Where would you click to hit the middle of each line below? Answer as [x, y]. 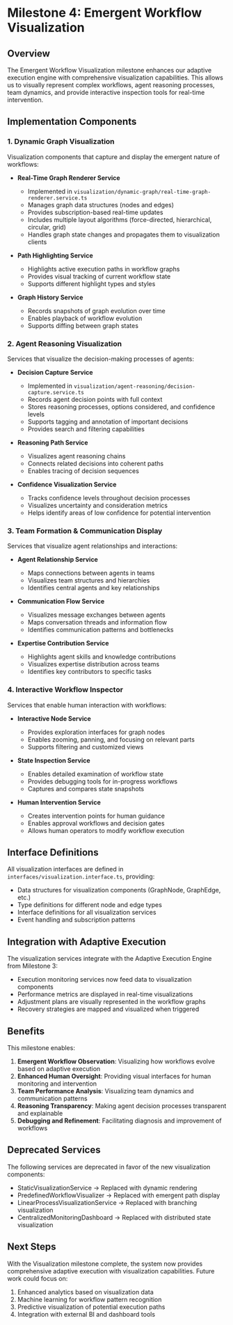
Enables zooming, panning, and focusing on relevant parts [111, 739]
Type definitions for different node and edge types [89, 905]
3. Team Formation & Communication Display [85, 530]
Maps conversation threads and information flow [97, 622]
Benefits [26, 1031]
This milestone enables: [41, 1048]
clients [37, 241]
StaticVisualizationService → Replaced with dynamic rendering [107, 1188]
